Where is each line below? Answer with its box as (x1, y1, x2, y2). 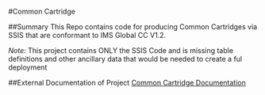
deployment (8, 63, 48, 72)
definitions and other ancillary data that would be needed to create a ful (8, 55, 243, 63)
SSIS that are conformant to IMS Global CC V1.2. (8, 31, 167, 40)
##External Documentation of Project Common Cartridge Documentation (8, 78, 246, 87)
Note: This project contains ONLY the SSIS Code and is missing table (8, 46, 234, 55)
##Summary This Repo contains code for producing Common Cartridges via (8, 22, 258, 31)
